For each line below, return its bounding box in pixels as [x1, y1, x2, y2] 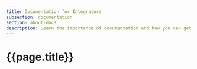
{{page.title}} [6, 51, 74, 64]
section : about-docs [6, 19, 57, 25]
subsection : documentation [6, 14, 73, 20]
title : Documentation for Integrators [6, 8, 102, 15]
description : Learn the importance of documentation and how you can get [6, 25, 192, 31]
